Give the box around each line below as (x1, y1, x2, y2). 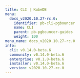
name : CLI (14, 25, 34, 30)
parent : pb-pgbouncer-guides (14, 30, 73, 34)
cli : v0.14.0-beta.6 (9, 47, 51, 52)
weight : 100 (14, 34, 38, 39)
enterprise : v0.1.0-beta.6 (9, 57, 64, 62)
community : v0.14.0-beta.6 (9, 52, 64, 57)
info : (5, 43, 16, 48)
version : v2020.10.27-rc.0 (9, 66, 64, 71)
